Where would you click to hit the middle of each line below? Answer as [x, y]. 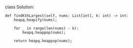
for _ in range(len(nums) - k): [46, 28]
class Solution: [20, 7]
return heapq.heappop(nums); [43, 41]
